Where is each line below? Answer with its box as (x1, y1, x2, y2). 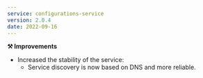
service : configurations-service (7, 10, 104, 17)
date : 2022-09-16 (7, 23, 58, 30)
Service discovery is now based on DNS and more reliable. (27, 63, 196, 72)
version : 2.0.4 (7, 17, 51, 24)
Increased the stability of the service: (17, 56, 124, 64)
